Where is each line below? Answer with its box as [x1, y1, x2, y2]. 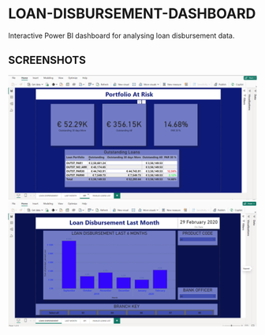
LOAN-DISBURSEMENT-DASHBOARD [8, 5, 256, 23]
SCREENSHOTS [8, 54, 87, 67]
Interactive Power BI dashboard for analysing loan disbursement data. [8, 31, 235, 40]
